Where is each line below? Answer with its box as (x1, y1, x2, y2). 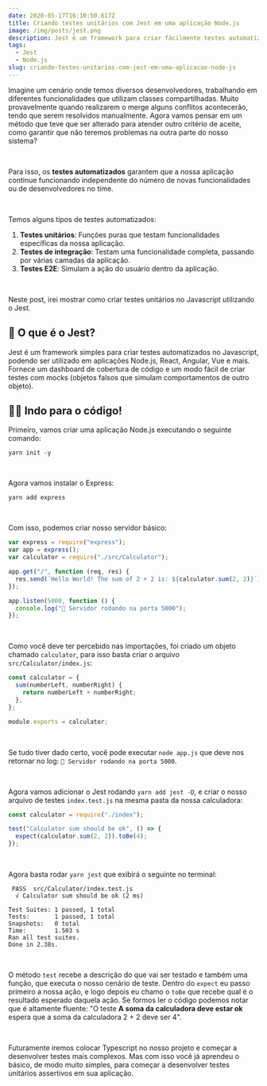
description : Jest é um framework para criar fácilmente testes (8, 33, 226, 42)
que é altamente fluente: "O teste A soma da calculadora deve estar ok (8, 1004, 243, 1013)
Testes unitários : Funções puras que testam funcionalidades (19, 230, 220, 239)
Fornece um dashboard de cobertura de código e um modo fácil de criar (8, 364, 246, 374)
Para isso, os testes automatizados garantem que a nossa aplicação (8, 166, 234, 176)
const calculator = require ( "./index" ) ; (8, 811, 145, 819)
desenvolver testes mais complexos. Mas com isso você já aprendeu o (8, 1052, 240, 1061)
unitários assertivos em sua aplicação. (8, 1068, 134, 1078)
